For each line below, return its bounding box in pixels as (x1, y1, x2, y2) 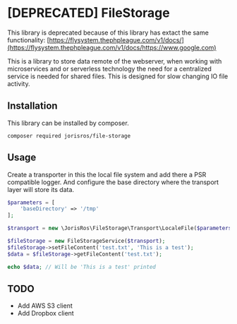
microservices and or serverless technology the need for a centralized (7, 64, 212, 73)
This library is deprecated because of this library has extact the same (7, 28, 209, 37)
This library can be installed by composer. (7, 119, 129, 127)
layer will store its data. (7, 185, 75, 193)
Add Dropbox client (17, 309, 74, 318)
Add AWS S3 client (17, 301, 73, 310)
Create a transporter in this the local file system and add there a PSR (7, 170, 207, 179)
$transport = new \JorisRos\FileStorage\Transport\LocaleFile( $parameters (7, 224, 232, 232)
